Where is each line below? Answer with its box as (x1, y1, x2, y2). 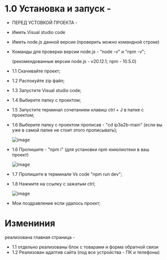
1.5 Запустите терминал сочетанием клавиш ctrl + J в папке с (11, 106, 144, 112)
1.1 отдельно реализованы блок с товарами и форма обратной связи (11, 243, 158, 250)
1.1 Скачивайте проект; (11, 68, 61, 74)
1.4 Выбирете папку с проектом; (11, 97, 81, 103)
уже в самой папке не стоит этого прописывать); (11, 127, 118, 133)
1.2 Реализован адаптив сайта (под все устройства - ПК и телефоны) (11, 249, 160, 255)
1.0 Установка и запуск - (4, 3, 111, 14)
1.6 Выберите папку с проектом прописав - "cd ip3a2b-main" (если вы (11, 121, 162, 127)
